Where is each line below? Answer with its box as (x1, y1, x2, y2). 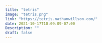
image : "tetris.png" (5, 12, 49, 17)
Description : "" (5, 26, 39, 31)
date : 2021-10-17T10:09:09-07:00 (5, 21, 75, 26)
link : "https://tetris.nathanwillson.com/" (5, 16, 98, 21)
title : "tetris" (5, 7, 39, 12)
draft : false (5, 30, 33, 35)
